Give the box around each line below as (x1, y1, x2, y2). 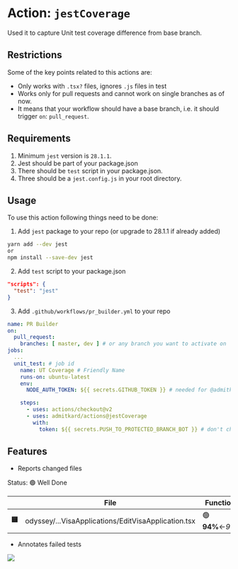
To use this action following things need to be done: (7, 213, 159, 222)
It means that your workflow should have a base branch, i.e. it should (17, 104, 220, 113)
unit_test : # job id (13, 360, 74, 367)
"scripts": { (7, 281, 46, 288)
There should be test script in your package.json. (17, 166, 163, 175)
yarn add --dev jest (7, 241, 69, 248)
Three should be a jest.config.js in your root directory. (17, 174, 182, 183)
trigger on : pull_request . (17, 112, 89, 120)
